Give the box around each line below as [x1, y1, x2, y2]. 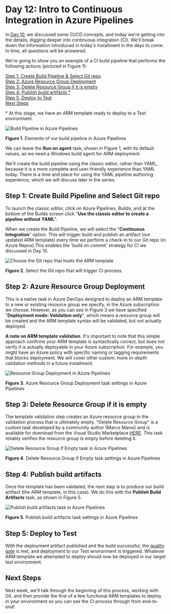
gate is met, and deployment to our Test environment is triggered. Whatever [5, 548, 165, 554]
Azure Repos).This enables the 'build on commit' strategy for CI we [5, 242, 146, 248]
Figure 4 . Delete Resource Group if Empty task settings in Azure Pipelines [5, 455, 161, 461]
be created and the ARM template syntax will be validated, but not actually [5, 317, 162, 324]
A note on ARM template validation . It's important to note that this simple [5, 333, 160, 339]
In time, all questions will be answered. [5, 48, 87, 54]
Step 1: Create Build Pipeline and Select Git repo [5, 192, 160, 200]
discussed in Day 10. [5, 247, 48, 254]
